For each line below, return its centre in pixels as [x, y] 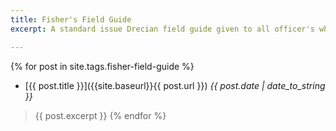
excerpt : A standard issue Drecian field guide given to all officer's [162, 29]
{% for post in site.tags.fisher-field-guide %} [102, 66]
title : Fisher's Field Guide [71, 19]
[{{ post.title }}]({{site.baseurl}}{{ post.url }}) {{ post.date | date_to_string [175, 85]
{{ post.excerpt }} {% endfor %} [100, 115]
